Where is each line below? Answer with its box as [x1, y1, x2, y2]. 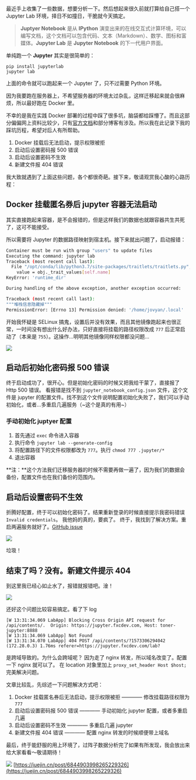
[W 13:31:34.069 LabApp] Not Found [6, 633, 93, 639]
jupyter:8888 [6, 628, 38, 634]
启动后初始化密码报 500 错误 [6, 362, 110, 372]
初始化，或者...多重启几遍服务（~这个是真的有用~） [6, 401, 130, 408]
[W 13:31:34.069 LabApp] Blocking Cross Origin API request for [6, 617, 166, 624]
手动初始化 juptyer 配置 [6, 418, 72, 426]
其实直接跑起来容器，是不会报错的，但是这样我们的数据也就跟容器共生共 [6, 216, 180, 223]
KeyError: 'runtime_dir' [6, 275, 66, 281]
